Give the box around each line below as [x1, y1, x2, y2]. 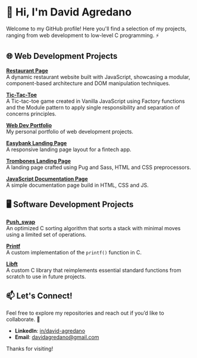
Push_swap [6, 218, 36, 225]
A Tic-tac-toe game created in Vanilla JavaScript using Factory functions [6, 98, 185, 105]
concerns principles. [6, 110, 57, 117]
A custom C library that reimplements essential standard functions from [6, 266, 182, 274]
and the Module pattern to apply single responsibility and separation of [6, 103, 180, 111]
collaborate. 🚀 [6, 316, 40, 323]
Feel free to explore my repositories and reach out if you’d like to [6, 309, 165, 317]
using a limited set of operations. [6, 231, 87, 238]
